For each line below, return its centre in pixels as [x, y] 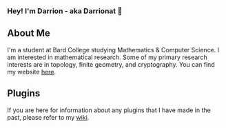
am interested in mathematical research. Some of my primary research [107, 57]
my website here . [32, 72]
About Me [29, 33]
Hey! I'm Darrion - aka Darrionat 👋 [65, 11]
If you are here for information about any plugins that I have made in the [109, 110]
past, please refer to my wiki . [48, 117]
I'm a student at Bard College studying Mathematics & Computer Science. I [113, 50]
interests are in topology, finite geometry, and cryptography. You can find [111, 64]
